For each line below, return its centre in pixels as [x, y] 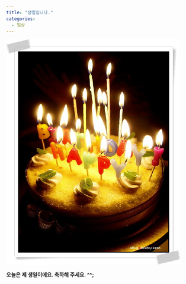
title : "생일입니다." [30, 12]
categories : [21, 19]
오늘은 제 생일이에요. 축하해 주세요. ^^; [50, 275]
